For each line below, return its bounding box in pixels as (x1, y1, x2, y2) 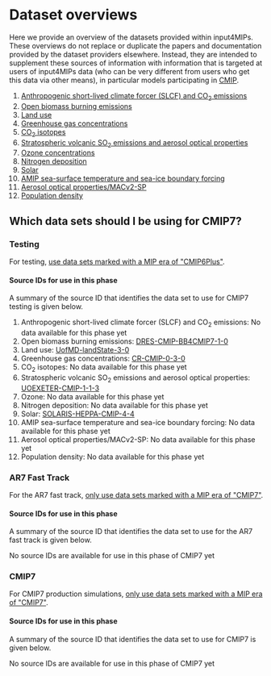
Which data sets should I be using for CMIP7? (9, 214, 242, 227)
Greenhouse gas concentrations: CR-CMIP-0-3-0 (20, 353, 186, 364)
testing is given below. (9, 302, 84, 311)
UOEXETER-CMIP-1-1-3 (20, 383, 100, 393)
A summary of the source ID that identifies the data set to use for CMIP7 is (9, 634, 256, 644)
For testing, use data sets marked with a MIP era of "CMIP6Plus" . (9, 257, 225, 267)
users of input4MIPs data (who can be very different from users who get (9, 66, 250, 76)
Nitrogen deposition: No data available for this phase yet (20, 400, 209, 410)
